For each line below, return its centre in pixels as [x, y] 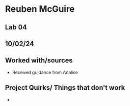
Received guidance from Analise [45, 72]
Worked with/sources [39, 61]
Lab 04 [16, 27]
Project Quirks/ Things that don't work [65, 88]
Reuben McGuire [40, 9]
